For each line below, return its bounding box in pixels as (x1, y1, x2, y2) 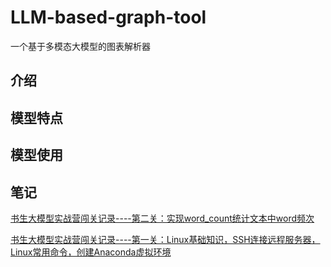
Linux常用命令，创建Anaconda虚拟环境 (10, 246, 172, 258)
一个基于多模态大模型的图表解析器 (10, 40, 151, 52)
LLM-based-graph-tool (10, 6, 207, 29)
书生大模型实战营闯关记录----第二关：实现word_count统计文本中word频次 (10, 212, 315, 224)
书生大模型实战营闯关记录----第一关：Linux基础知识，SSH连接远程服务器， (10, 233, 321, 245)
